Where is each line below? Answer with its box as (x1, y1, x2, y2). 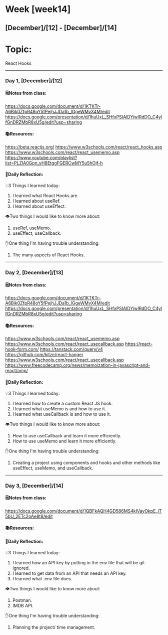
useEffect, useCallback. (12, 230, 61, 236)
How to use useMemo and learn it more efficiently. (12, 438, 116, 444)
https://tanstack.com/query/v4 (39, 346, 103, 352)
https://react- (124, 341, 153, 347)
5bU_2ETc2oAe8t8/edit (5, 513, 53, 519)
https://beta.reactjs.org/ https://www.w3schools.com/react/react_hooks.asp (5, 144, 162, 150)
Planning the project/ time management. (12, 624, 95, 630)
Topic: (5, 44, 32, 55)
